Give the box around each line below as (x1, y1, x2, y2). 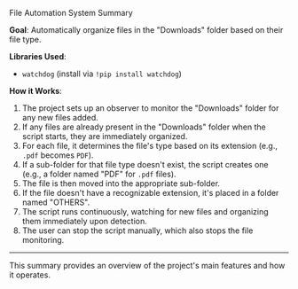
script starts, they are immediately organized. (21, 131, 188, 141)
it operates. (9, 269, 51, 280)
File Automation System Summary (9, 8, 133, 18)
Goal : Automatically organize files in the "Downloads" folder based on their (9, 25, 284, 35)
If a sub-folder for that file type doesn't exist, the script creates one (21, 160, 269, 169)
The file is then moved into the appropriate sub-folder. (21, 178, 220, 189)
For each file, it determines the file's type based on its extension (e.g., (21, 141, 278, 151)
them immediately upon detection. (21, 216, 148, 226)
